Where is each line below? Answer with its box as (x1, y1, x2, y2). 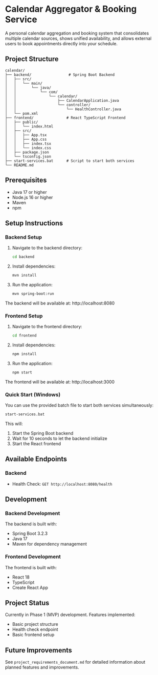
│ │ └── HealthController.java (5, 107, 121, 112)
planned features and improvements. (5, 664, 79, 670)
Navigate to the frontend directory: (12, 324, 82, 330)
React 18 (12, 574, 30, 580)
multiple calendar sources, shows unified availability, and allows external (5, 35, 152, 41)
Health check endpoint (12, 626, 59, 633)
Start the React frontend (12, 440, 61, 446)
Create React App (12, 584, 48, 590)
